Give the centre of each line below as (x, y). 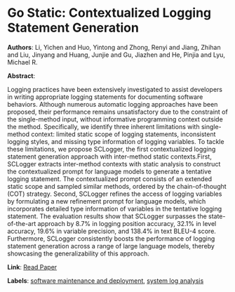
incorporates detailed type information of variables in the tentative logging (115, 208)
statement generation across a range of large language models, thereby (111, 246)
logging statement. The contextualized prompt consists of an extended (110, 179)
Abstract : (21, 76)
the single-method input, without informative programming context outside (115, 119)
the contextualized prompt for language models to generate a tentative (109, 171)
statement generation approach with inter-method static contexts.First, (109, 157)
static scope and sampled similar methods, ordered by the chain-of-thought (117, 186)
